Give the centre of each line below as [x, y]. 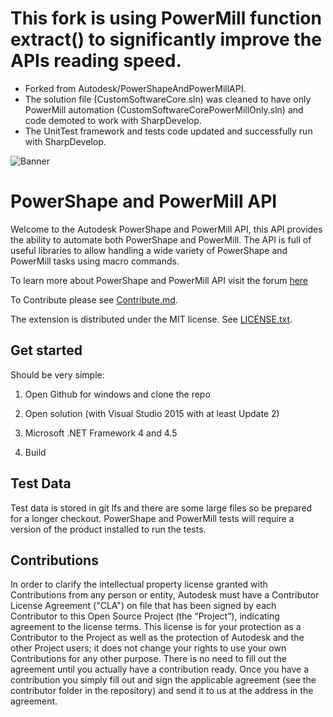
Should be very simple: [57, 374]
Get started [46, 350]
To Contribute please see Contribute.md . [94, 299]
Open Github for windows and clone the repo [117, 394]
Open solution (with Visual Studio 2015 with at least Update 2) [152, 413]
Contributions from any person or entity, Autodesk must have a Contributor [165, 595]
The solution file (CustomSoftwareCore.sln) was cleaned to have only [168, 99]
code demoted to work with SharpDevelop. [113, 120]
